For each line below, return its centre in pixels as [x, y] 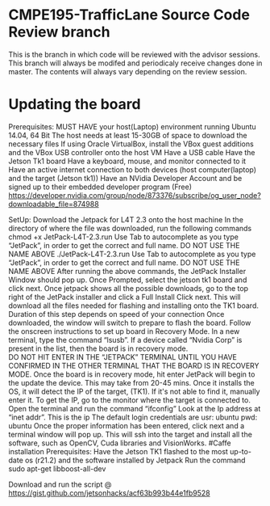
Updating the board [75, 105]
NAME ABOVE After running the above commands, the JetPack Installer [127, 271]
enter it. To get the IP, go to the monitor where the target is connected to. [130, 400]
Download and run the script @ [60, 484]
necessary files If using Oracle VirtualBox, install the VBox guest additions [131, 144]
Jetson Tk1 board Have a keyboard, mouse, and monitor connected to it [127, 161]
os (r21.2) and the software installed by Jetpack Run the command [135, 460]
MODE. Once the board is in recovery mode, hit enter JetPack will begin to [132, 374]
